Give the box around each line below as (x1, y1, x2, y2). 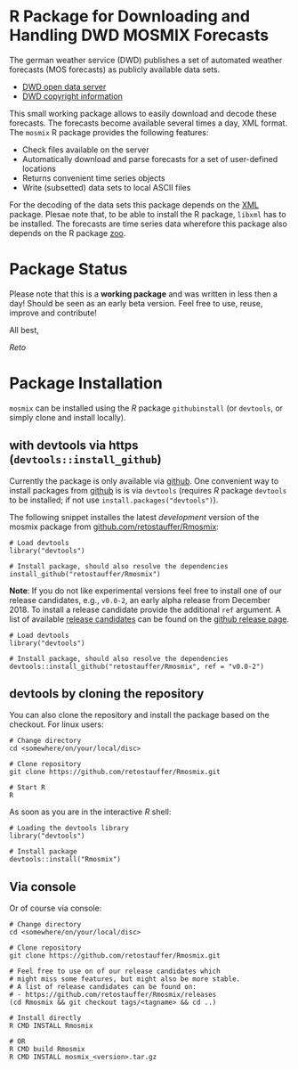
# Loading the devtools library (9, 824, 129, 833)
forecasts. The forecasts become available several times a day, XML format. (9, 118, 287, 128)
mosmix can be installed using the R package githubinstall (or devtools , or (9, 403, 283, 413)
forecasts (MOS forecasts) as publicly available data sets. (9, 64, 221, 75)
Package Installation (9, 373, 163, 394)
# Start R (9, 783, 46, 792)
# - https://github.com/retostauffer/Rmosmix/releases (9, 991, 217, 1000)
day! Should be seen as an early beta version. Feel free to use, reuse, (9, 298, 263, 308)
